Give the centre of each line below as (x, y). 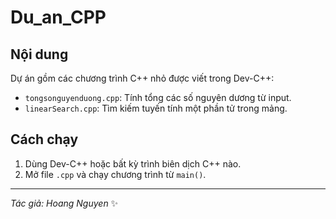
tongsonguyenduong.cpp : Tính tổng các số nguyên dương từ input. (158, 97)
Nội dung (39, 54)
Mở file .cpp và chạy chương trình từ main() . (115, 174)
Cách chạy (44, 139)
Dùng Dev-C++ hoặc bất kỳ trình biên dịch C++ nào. (133, 163)
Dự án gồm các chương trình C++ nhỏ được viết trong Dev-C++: (142, 78)
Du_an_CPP (58, 17)
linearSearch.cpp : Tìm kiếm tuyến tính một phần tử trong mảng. (156, 108)
